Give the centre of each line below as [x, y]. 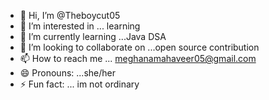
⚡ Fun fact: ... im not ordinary [79, 84]
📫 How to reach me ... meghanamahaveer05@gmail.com [138, 58]
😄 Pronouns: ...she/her [67, 73]
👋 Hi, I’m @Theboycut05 [70, 15]
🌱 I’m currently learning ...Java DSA [93, 36]
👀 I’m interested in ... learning [80, 26]
